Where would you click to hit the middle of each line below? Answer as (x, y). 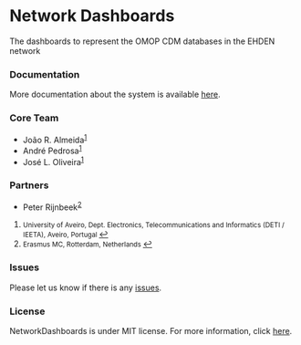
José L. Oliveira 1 (53, 161)
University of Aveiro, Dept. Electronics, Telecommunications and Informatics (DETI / (154, 225)
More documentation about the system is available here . (115, 94)
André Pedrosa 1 (52, 150)
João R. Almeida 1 (55, 139)
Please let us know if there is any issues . (86, 287)
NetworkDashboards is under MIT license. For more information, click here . (151, 331)
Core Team (34, 118)
